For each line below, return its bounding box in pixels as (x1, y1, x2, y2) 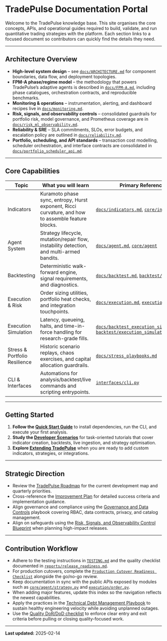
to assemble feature (40, 215, 87, 222)
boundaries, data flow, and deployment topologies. (12, 73, 117, 79)
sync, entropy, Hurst (40, 196, 88, 203)
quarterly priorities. (12, 488, 52, 494)
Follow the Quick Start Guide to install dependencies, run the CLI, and (12, 424, 157, 430)
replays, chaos (40, 349, 75, 356)
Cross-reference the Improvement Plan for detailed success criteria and (12, 493, 160, 499)
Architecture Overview (5, 55, 78, 63)
